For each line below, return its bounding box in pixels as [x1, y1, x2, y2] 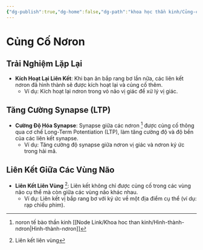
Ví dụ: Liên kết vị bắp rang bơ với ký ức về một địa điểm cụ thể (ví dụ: [24, 195, 197, 202]
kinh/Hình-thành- [141, 218, 184, 226]
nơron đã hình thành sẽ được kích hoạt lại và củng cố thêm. [14, 81, 163, 88]
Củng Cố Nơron [6, 34, 86, 48]
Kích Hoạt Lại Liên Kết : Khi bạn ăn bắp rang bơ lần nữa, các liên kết [14, 75, 184, 82]
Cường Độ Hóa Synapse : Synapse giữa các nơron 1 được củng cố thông [14, 121, 195, 130]
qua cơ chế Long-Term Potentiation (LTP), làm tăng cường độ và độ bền [14, 128, 194, 136]
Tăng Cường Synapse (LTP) [6, 105, 111, 115]
